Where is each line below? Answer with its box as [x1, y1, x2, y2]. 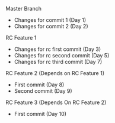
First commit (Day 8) [14, 81, 65, 88]
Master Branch [5, 5, 42, 12]
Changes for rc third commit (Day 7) [14, 59, 103, 65]
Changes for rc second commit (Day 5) [14, 52, 110, 59]
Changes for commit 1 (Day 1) [14, 17, 87, 23]
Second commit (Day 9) [14, 88, 72, 94]
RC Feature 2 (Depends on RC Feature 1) [5, 70, 105, 76]
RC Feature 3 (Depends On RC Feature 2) [5, 99, 107, 106]
